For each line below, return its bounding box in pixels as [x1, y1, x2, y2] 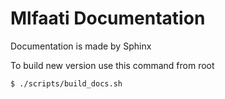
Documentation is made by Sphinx [10, 40, 152, 52]
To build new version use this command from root [10, 59, 215, 71]
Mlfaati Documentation [10, 7, 206, 30]
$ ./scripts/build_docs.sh [10, 78, 123, 89]
